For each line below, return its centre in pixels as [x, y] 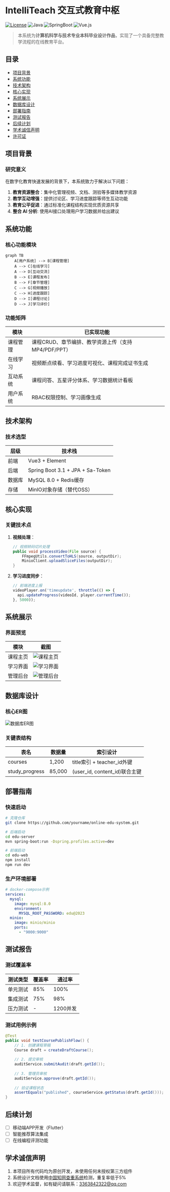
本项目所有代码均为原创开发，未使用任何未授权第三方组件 [72, 1171]
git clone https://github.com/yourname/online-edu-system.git [72, 823]
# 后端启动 [15, 832]
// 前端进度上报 [27, 586]
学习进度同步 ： [28, 576]
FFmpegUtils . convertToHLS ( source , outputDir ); [72, 556]
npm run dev [18, 865]
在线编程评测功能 [30, 1141]
